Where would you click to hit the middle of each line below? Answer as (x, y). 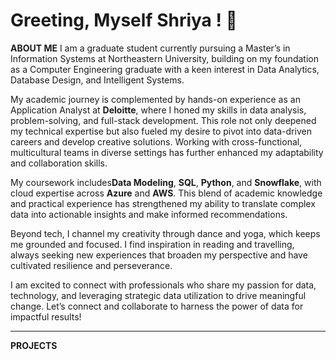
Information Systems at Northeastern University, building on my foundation (164, 58)
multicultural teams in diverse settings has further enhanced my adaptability (167, 152)
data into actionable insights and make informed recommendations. (149, 214)
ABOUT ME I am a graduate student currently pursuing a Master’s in (150, 48)
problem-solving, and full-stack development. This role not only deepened (163, 120)
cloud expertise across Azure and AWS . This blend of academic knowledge (166, 193)
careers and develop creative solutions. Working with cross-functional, (156, 141)
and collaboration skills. (59, 163)
